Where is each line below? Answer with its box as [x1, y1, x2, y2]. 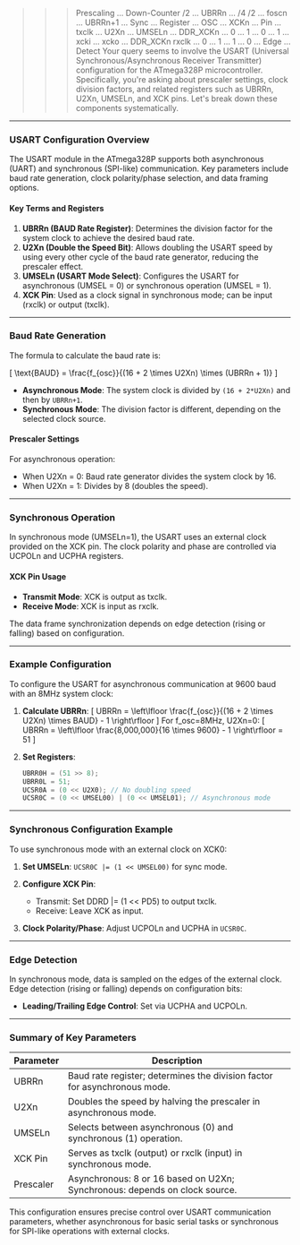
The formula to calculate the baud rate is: [9, 349, 161, 361]
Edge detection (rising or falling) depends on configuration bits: [9, 983, 243, 993]
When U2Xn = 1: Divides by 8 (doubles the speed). [21, 481, 208, 491]
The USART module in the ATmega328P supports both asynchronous [9, 154, 264, 165]
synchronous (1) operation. [67, 1132, 183, 1145]
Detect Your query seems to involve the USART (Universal [75, 46, 289, 56]
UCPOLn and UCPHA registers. [9, 551, 124, 562]
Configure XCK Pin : [21, 878, 96, 889]
